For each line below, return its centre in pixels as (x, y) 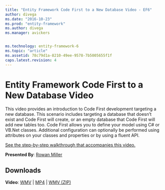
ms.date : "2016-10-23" (29, 19)
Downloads (23, 170)
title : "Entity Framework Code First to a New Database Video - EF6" (79, 10)
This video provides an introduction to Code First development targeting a (81, 109)
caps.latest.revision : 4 (31, 60)
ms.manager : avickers (28, 33)
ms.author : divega (24, 28)
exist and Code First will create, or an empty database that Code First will (80, 119)
